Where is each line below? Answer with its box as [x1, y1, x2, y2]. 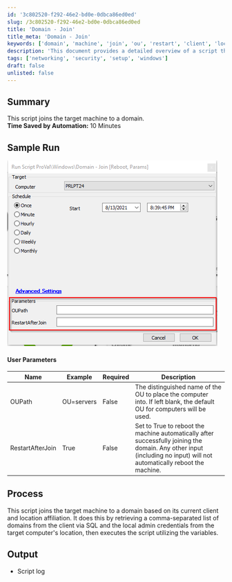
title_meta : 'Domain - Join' [7, 33, 91, 40]
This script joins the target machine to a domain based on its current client [7, 506, 219, 515]
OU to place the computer [135, 390, 209, 399]
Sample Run [7, 142, 60, 154]
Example [66, 372, 93, 381]
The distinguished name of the [135, 383, 222, 391]
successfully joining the [135, 437, 202, 445]
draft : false [7, 62, 45, 69]
